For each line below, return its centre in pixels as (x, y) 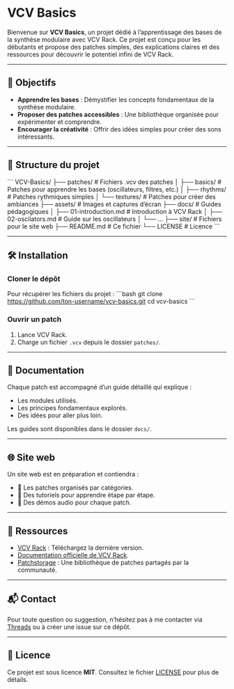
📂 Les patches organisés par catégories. (75, 488)
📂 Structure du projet (53, 165)
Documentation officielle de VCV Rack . (73, 555)
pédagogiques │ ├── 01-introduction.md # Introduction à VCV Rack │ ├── (115, 211)
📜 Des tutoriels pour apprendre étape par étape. (86, 495)
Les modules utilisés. (47, 401)
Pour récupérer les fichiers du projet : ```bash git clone (85, 294)
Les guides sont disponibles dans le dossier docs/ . (79, 429)
